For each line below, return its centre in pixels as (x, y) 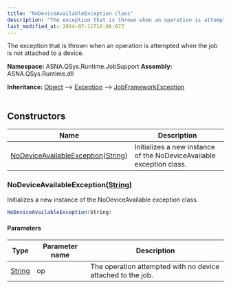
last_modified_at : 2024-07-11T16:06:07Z (66, 26)
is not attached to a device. (46, 53)
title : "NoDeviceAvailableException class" (70, 13)
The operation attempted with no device (155, 266)
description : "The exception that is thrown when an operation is (104, 20)
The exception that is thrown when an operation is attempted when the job (112, 46)
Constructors (36, 116)
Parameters (24, 228)
